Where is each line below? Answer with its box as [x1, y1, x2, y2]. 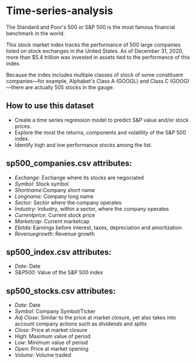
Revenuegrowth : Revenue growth [14, 230, 95, 237]
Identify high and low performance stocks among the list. [14, 141, 153, 148]
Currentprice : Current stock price [14, 211, 95, 219]
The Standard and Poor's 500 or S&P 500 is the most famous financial [6, 23, 176, 31]
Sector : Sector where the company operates [14, 199, 122, 206]
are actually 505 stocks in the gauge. [25, 83, 115, 90]
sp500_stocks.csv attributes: [6, 286, 116, 296]
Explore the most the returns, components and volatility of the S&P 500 [14, 129, 186, 136]
